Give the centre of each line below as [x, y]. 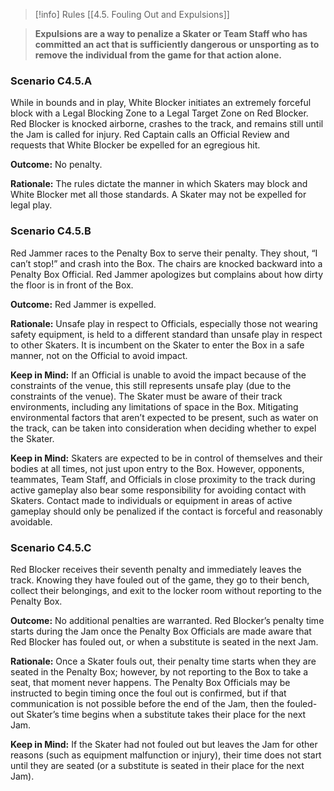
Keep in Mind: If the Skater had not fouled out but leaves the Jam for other [164, 744]
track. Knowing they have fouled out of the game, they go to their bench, [160, 580]
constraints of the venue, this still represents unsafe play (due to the [151, 385]
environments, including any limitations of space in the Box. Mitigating [154, 406]
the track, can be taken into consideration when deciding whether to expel [163, 428]
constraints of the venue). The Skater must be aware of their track [146, 396]
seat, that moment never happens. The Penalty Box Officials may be [150, 682]
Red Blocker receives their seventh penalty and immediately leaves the [156, 569]
